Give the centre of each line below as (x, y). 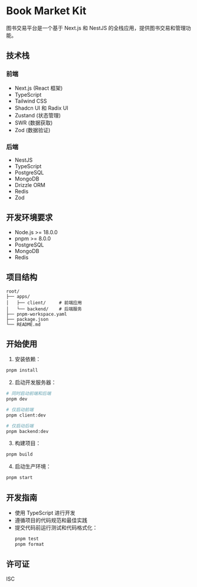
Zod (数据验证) (32, 130)
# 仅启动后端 (20, 426)
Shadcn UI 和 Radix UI (42, 108)
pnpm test (27, 539)
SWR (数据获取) (34, 123)
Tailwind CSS (31, 101)
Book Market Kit (46, 11)
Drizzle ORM (30, 185)
